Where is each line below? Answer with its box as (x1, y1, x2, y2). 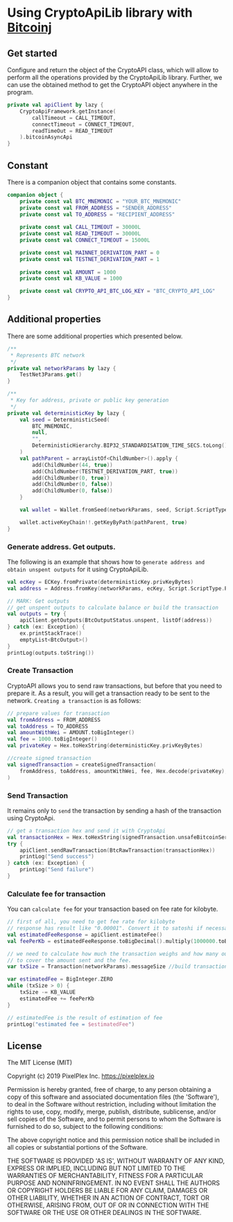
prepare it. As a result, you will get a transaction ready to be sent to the (7, 689, 210, 697)
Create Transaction (7, 666, 74, 676)
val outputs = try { (7, 610, 67, 617)
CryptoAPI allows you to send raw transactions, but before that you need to (7, 681, 223, 690)
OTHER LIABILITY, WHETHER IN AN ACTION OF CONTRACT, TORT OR (7, 1193, 209, 1202)
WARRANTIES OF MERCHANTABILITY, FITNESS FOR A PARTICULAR (7, 1171, 203, 1180)
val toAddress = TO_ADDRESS (7, 722, 89, 730)
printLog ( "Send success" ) (19, 853, 95, 860)
